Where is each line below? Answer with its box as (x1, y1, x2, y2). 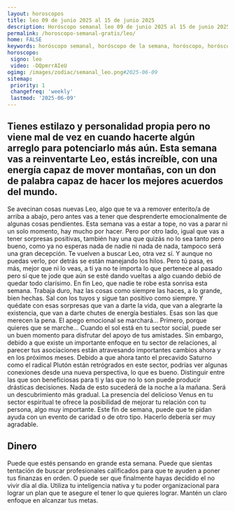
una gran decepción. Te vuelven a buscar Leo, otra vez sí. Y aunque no (7, 249, 213, 257)
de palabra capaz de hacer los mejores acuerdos (7, 175, 224, 187)
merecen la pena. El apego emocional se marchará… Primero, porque (7, 316, 207, 324)
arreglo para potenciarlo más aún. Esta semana (7, 143, 218, 154)
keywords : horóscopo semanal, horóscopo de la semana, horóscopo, (7, 43, 205, 50)
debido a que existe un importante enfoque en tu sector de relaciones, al (7, 338, 217, 347)
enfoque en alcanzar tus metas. (7, 496, 99, 504)
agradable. (7, 420, 38, 429)
